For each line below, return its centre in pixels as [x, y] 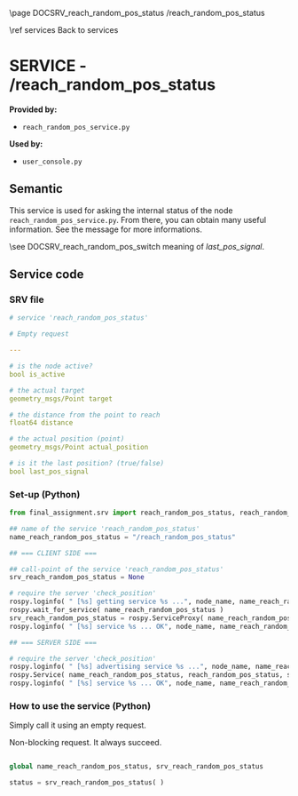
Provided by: [33, 109]
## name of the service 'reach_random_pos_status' [105, 529]
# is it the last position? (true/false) [87, 464]
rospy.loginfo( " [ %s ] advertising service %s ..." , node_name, [130, 667]
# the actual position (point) [67, 439]
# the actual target [47, 390]
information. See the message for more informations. [106, 229]
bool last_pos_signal [49, 471]
